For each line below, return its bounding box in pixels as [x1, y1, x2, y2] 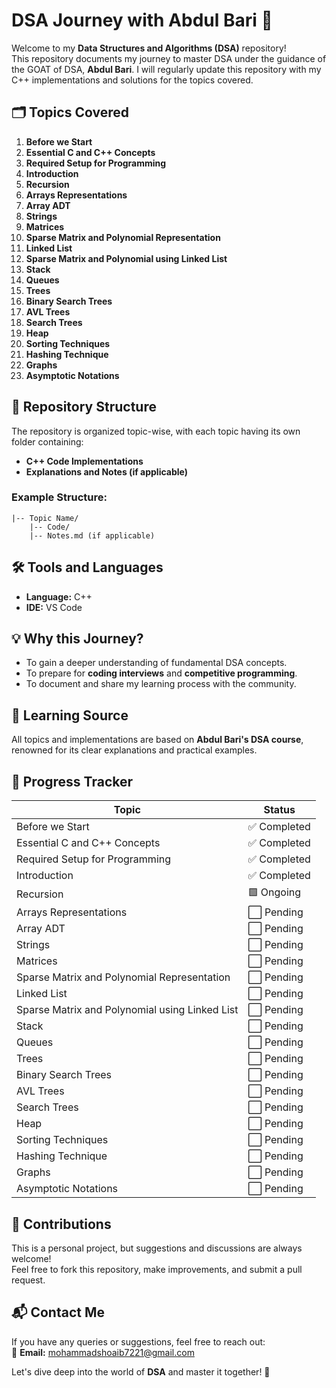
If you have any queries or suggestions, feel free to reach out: [11, 1335, 266, 1348]
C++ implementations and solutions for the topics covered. [11, 74, 254, 86]
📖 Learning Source [11, 707, 129, 724]
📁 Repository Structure [11, 399, 157, 416]
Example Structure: [11, 490, 108, 504]
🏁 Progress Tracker [11, 773, 134, 790]
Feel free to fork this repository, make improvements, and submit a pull [11, 1263, 303, 1275]
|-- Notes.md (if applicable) [29, 530, 156, 541]
